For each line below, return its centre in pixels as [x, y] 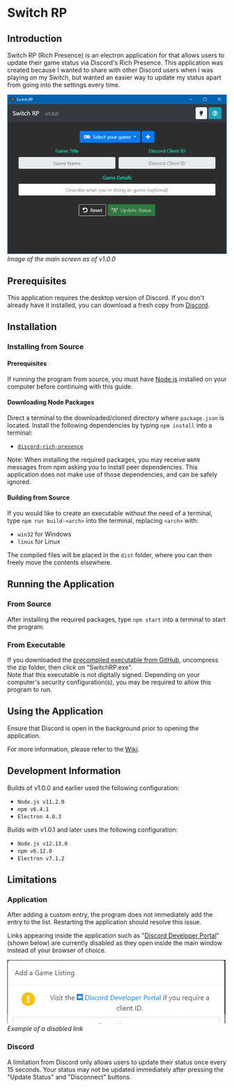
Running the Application [61, 584]
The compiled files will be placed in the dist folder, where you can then [110, 554]
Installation [32, 327]
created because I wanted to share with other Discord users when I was [110, 70]
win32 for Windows [44, 534]
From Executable [37, 644]
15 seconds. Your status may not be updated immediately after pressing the [116, 1069]
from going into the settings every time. [64, 85]
